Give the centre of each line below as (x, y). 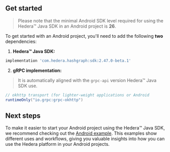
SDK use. (28, 86)
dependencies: (21, 41)
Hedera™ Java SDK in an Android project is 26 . (67, 26)
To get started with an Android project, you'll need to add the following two (84, 36)
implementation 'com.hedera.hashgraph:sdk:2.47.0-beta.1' (68, 61)
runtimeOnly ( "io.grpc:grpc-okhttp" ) (44, 100)
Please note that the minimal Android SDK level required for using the (90, 20)
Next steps (23, 116)
